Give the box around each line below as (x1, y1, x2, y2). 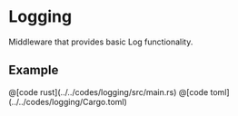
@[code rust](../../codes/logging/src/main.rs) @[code (8, 86, 209, 97)
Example (8, 63, 59, 78)
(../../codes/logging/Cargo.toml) (8, 96, 128, 107)
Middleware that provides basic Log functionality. (8, 36, 193, 47)
